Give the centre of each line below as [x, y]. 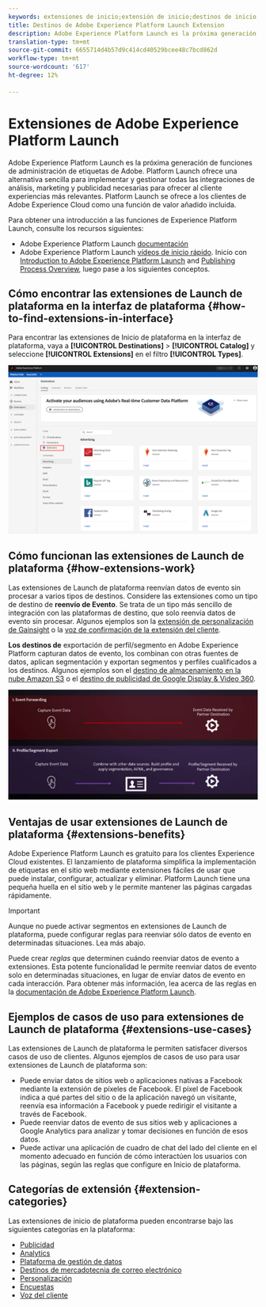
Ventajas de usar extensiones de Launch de [118, 822]
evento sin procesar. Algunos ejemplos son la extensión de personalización [131, 621]
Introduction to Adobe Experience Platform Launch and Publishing [127, 260]
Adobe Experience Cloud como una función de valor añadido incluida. [122, 204]
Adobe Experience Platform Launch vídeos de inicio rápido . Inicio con [133, 252]
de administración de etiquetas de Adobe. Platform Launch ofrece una [123, 171]
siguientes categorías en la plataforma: [72, 1229]
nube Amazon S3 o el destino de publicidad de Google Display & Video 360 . [132, 678]
